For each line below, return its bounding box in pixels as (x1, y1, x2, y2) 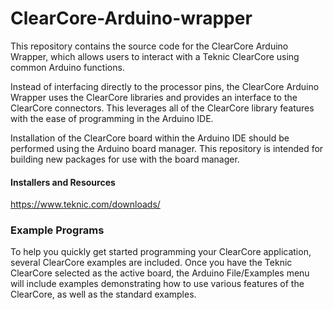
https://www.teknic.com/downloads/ (10, 198, 161, 211)
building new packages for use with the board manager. (10, 153, 240, 165)
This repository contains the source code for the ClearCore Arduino (10, 40, 289, 52)
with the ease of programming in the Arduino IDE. (10, 112, 214, 124)
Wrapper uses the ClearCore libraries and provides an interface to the (10, 91, 298, 103)
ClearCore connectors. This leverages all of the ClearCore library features (10, 102, 315, 114)
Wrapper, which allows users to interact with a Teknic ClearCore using (10, 50, 300, 62)
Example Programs (10, 223, 105, 237)
